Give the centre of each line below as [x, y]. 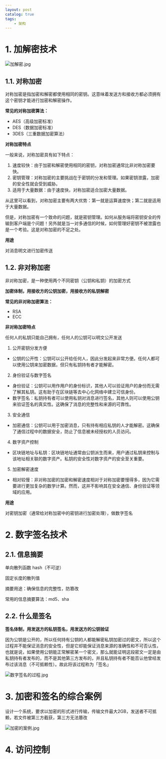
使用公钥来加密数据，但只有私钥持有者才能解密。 [66, 365]
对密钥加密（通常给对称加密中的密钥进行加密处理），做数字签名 [69, 513]
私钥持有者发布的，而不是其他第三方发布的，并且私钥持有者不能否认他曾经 [81, 658]
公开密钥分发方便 [30, 348]
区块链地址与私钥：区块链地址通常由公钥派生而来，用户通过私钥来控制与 [86, 452]
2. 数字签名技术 [36, 535]
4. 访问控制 [28, 750]
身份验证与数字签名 [32, 375]
